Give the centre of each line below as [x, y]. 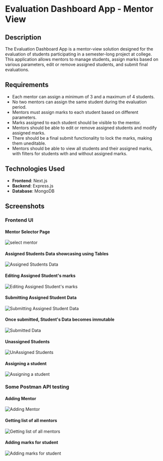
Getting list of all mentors [31, 421]
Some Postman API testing [37, 387]
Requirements [27, 85]
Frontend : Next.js [30, 181]
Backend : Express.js [33, 185]
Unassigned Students [27, 341]
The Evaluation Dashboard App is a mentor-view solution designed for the [79, 49]
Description [23, 37]
